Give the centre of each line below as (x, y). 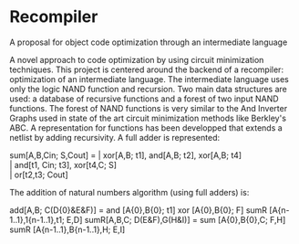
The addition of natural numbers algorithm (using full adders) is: (129, 192)
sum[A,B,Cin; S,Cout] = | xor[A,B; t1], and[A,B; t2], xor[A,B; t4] (126, 155)
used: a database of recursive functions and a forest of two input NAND (144, 99)
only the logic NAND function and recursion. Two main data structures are (148, 89)
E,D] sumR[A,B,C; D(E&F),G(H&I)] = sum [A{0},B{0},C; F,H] (176, 219)
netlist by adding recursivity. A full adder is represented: (115, 137)
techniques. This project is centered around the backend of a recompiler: (147, 69)
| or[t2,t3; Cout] (39, 175)
